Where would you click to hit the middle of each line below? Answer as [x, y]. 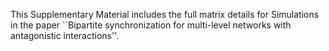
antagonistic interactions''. [65, 35]
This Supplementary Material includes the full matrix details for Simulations [165, 14]
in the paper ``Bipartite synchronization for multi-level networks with [151, 25]
